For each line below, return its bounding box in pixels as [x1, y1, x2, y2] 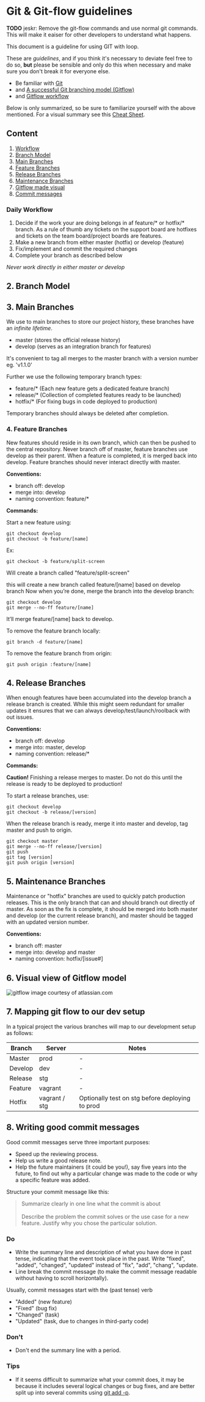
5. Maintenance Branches [6, 876, 106, 887]
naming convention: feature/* [15, 495, 90, 502]
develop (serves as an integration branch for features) [15, 343, 151, 350]
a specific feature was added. [15, 1176, 90, 1183]
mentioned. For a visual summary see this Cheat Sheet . [6, 111, 145, 118]
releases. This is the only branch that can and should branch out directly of [6, 899, 195, 906]
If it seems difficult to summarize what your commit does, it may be [15, 1376, 184, 1383]
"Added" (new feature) [15, 1298, 72, 1305]
